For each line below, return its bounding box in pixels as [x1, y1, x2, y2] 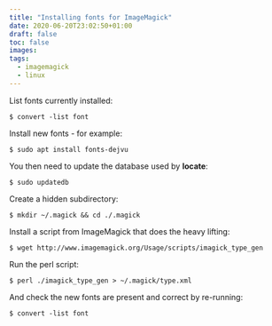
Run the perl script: [9, 258, 80, 269]
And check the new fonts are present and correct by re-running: [9, 291, 244, 302]
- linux [17, 71, 46, 80]
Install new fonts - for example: [9, 128, 122, 139]
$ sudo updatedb [9, 178, 69, 187]
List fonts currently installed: [9, 95, 113, 106]
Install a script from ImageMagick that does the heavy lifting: [9, 226, 230, 236]
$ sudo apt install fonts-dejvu [9, 145, 128, 154]
